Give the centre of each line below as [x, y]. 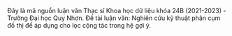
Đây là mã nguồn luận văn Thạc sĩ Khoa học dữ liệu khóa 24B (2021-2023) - [117, 11]
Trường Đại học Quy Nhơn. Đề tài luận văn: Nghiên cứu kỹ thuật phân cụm [114, 18]
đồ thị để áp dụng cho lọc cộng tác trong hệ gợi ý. [79, 25]
